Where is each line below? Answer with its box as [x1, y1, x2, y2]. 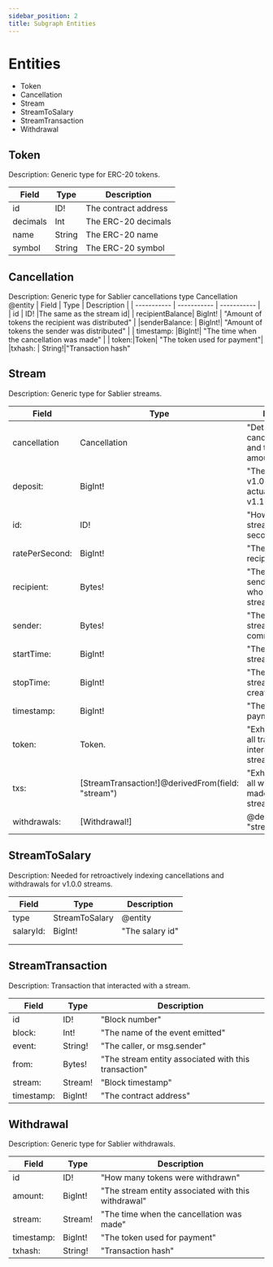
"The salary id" [121, 925, 179, 936]
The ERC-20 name [85, 229, 158, 241]
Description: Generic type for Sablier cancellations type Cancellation [8, 292, 238, 302]
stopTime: [12, 677, 50, 688]
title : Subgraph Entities [8, 20, 96, 28]
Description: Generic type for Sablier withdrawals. [8, 1139, 176, 1149]
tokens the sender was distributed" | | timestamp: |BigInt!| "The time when [8, 326, 258, 336]
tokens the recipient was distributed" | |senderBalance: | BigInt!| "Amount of [8, 318, 262, 328]
